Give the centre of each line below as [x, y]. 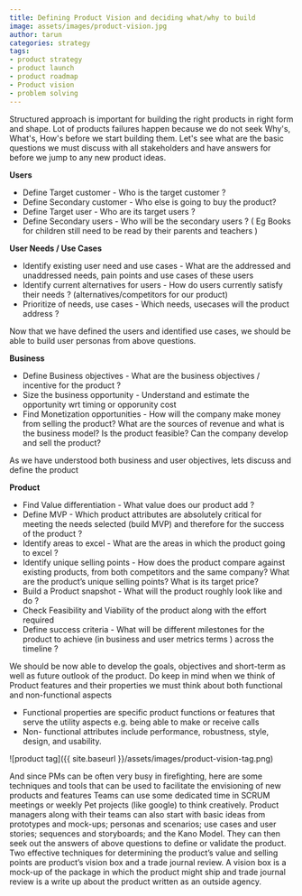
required [38, 620]
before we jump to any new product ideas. [88, 157]
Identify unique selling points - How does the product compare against [154, 562]
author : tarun [36, 34]
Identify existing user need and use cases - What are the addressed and [156, 265]
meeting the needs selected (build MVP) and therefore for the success [153, 523]
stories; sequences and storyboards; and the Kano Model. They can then [145, 833]
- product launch [42, 69]
